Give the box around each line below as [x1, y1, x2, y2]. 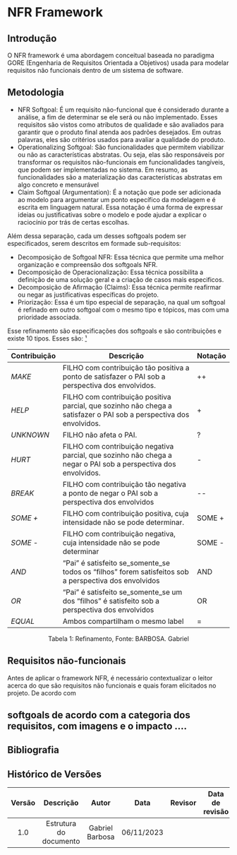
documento [42, 837, 80, 847]
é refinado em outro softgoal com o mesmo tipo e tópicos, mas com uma [17, 305, 229, 314]
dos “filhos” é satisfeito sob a [62, 596, 160, 606]
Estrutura [45, 819, 77, 829]
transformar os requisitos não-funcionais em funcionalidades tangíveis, [17, 158, 226, 166]
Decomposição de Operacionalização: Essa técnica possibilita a [17, 268, 204, 276]
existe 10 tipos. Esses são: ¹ [7, 334, 87, 343]
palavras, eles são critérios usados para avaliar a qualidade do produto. [17, 135, 226, 143]
